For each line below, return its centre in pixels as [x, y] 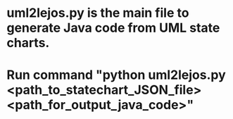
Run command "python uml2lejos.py [116, 75]
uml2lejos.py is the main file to [98, 13]
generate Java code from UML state [113, 28]
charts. [28, 43]
